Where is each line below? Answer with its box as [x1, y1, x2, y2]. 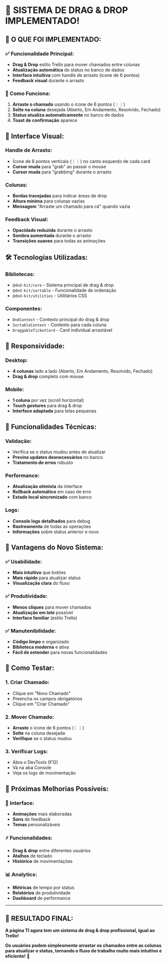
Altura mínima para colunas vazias [12, 198, 85, 204]
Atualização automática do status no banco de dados [12, 67, 124, 73]
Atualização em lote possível [12, 609, 73, 615]
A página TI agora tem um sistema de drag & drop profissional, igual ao [5, 927, 155, 933]
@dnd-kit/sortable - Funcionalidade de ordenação [12, 288, 116, 294]
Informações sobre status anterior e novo [12, 529, 99, 535]
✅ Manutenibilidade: [5, 627, 56, 634]
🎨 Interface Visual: [5, 132, 64, 140]
